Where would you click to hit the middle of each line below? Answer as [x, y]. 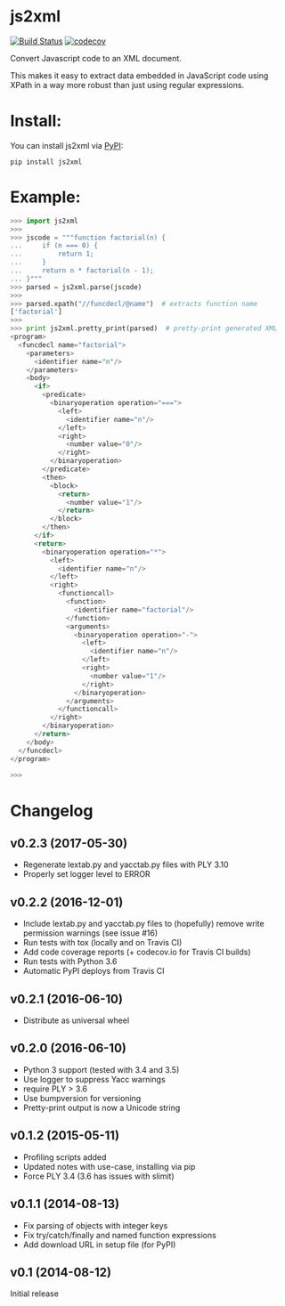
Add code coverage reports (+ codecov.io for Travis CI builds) [137, 952]
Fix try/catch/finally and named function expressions [119, 1235]
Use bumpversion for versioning [82, 1098]
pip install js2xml [46, 162]
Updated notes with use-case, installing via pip [109, 1166]
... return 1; [52, 254]
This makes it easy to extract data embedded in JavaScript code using [139, 75]
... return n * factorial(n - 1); [82, 271]
